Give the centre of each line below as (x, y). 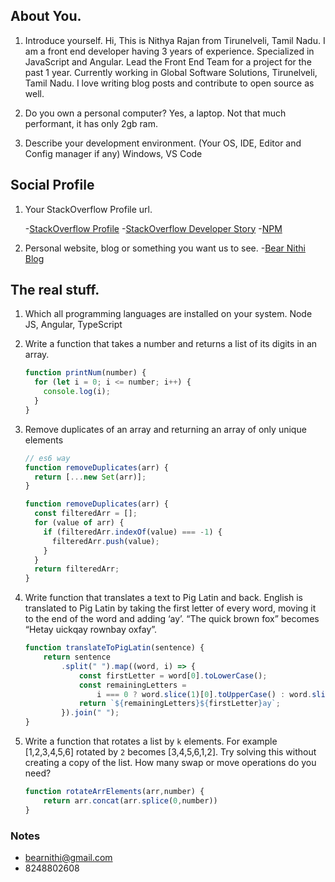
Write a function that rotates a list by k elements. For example (151, 741)
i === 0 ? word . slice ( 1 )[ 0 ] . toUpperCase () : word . (204, 694)
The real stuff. (55, 290)
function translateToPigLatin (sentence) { (114, 648)
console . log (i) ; (77, 392)
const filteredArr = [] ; (86, 514)
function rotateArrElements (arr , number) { (114, 792)
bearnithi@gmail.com (68, 857)
